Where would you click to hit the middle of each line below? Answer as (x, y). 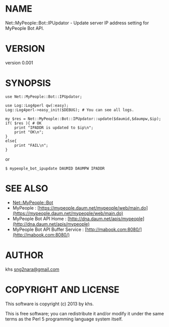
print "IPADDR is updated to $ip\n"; (54, 128)
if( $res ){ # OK (23, 123)
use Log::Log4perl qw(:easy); (37, 105)
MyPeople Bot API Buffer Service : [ (49, 229)
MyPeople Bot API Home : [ (41, 219)
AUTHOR (24, 255)
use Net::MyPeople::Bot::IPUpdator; (44, 97)
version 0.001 (19, 63)
